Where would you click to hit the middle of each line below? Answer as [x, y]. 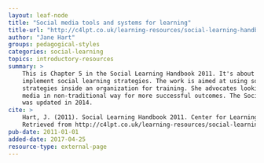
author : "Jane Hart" [42, 37]
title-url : [26, 30]
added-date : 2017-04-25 [47, 139]
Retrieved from [47, 125]
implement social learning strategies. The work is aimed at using [135, 81]
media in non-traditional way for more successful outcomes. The [132, 96]
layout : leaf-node [38, 15]
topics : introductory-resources [61, 60]
